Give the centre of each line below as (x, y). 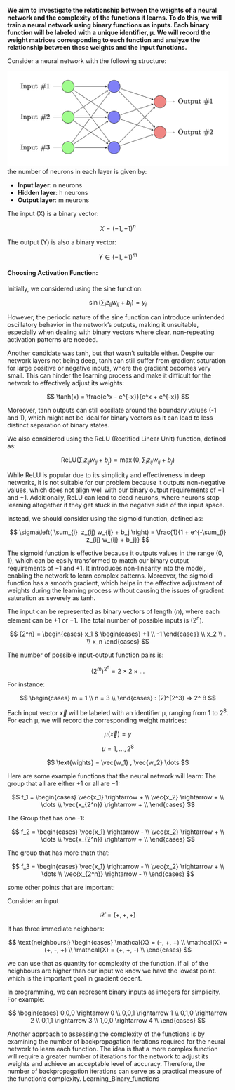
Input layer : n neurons (50, 185)
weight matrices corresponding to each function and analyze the (104, 40)
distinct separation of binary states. (59, 425)
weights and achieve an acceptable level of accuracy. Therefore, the (106, 1063)
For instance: (26, 684)
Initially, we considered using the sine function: (75, 288)
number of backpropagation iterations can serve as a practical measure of (115, 1071)
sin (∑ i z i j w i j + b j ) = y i (118, 303)
